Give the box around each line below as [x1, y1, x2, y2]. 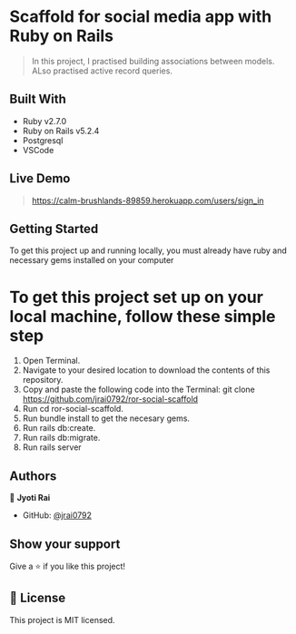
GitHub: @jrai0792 [22, 510, 93, 521]
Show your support [9, 536, 121, 551]
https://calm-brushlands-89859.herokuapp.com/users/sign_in [31, 195, 265, 206]
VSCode [22, 144, 54, 155]
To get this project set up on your [9, 287, 263, 307]
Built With [9, 92, 66, 107]
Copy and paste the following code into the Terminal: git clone [22, 384, 256, 395]
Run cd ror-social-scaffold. [22, 404, 124, 415]
